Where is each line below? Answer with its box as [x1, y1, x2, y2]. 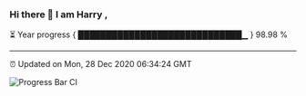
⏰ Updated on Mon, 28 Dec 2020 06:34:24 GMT [9, 59, 193, 70]
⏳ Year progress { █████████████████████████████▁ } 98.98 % [9, 29, 289, 40]
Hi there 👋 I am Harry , [9, 8, 108, 21]
